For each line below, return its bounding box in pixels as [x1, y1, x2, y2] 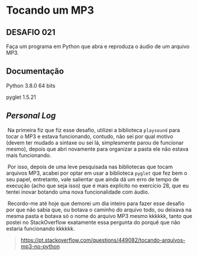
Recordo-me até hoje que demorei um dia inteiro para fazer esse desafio [7, 200, 185, 207]
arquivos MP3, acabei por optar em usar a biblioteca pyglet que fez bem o [6, 169, 187, 177]
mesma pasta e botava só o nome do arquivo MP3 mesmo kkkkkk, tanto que [6, 212, 193, 219]
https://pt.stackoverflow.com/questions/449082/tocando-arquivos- [20, 236, 186, 244]
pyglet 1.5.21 [6, 93, 37, 101]
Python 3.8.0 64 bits [6, 82, 56, 89]
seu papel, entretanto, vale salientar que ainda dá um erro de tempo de [6, 175, 179, 183]
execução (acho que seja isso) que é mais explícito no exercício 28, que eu [6, 182, 189, 189]
